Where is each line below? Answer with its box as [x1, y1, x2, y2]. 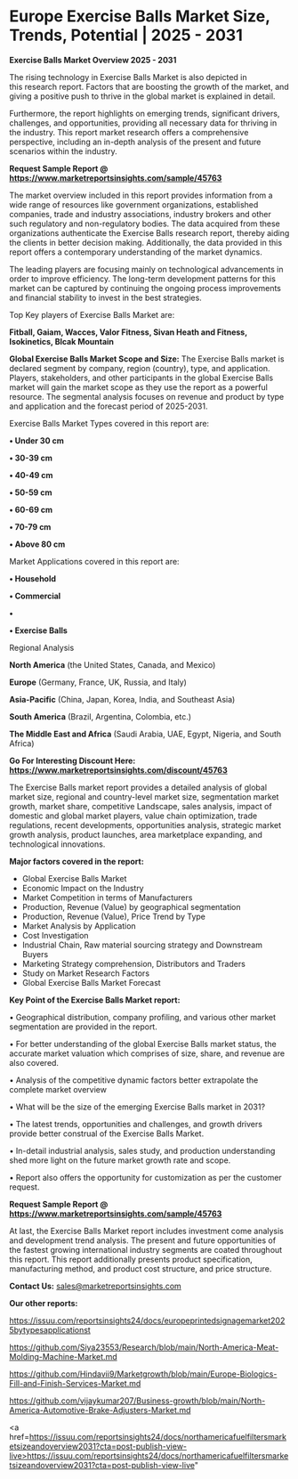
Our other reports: [9, 1297, 78, 1308]
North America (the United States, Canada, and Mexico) [9, 659, 216, 670]
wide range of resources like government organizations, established [9, 199, 259, 210]
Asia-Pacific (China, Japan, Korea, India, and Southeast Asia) [9, 694, 236, 704]
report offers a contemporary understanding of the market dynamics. [9, 247, 262, 257]
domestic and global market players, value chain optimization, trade [9, 810, 258, 821]
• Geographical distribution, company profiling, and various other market [9, 1012, 277, 1022]
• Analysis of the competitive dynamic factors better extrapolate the [9, 1075, 259, 1085]
